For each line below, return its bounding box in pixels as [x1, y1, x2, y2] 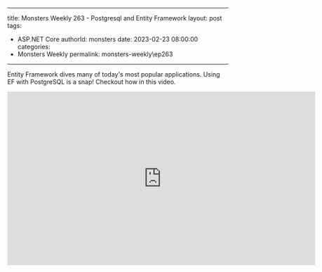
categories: [17, 43, 51, 51]
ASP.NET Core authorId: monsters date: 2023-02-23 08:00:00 [17, 35, 199, 43]
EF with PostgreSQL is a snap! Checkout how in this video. [7, 78, 176, 86]
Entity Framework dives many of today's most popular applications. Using [7, 70, 220, 78]
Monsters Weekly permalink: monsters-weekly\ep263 [17, 50, 173, 58]
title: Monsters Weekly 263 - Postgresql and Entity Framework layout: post [7, 14, 222, 22]
